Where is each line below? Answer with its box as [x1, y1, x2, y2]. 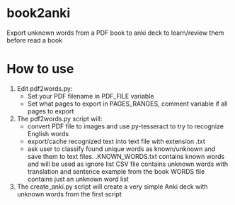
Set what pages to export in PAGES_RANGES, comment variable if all [27, 99, 228, 108]
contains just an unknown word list [27, 174, 129, 183]
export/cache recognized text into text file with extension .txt [27, 137, 206, 145]
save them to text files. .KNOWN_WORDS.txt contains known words [27, 152, 225, 160]
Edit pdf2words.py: [16, 84, 73, 93]
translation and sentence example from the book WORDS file [27, 167, 205, 175]
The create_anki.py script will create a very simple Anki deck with [16, 182, 208, 191]
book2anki [6, 5, 71, 21]
